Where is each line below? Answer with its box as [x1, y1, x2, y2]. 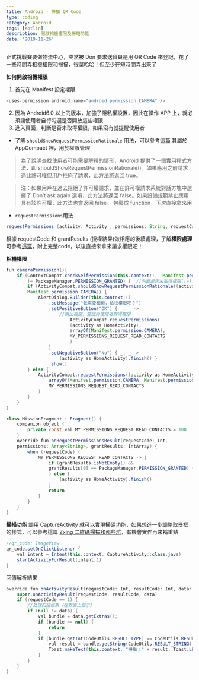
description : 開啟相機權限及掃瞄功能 [6, 31, 89, 37]
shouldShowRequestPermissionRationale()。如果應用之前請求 [37, 164, 188, 171]
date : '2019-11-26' [6, 36, 54, 42]
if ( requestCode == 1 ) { [17, 597, 78, 603]
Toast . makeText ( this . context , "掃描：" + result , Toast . [48, 647, 190, 653]
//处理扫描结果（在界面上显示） [27, 602, 95, 609]
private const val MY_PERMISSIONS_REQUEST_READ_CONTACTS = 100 [27, 427, 187, 433]
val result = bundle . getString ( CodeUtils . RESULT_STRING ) [48, 641, 192, 647]
